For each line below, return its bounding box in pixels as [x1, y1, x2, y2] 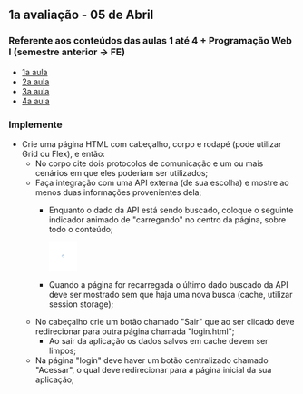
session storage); [48, 299, 114, 310]
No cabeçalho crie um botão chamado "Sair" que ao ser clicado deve [34, 316, 295, 327]
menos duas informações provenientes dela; [34, 186, 202, 198]
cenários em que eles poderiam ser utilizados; [34, 167, 209, 178]
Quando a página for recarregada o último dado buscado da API [48, 279, 288, 290]
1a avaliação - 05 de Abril [8, 7, 154, 23]
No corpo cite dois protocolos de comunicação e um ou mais [34, 158, 264, 169]
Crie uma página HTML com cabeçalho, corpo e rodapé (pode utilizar [21, 138, 282, 149]
